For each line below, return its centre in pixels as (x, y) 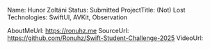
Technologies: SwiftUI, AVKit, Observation (67, 17)
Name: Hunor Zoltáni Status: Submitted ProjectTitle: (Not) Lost (96, 10)
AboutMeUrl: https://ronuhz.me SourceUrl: (68, 31)
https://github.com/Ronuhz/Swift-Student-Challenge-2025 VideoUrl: (105, 38)
